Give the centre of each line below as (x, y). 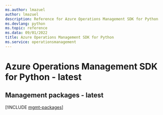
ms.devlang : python (25, 24)
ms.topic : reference (27, 28)
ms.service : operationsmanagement (41, 42)
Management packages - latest (54, 95)
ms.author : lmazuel (25, 10)
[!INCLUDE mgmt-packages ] (34, 107)
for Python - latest (43, 77)
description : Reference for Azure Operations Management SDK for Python (82, 19)
